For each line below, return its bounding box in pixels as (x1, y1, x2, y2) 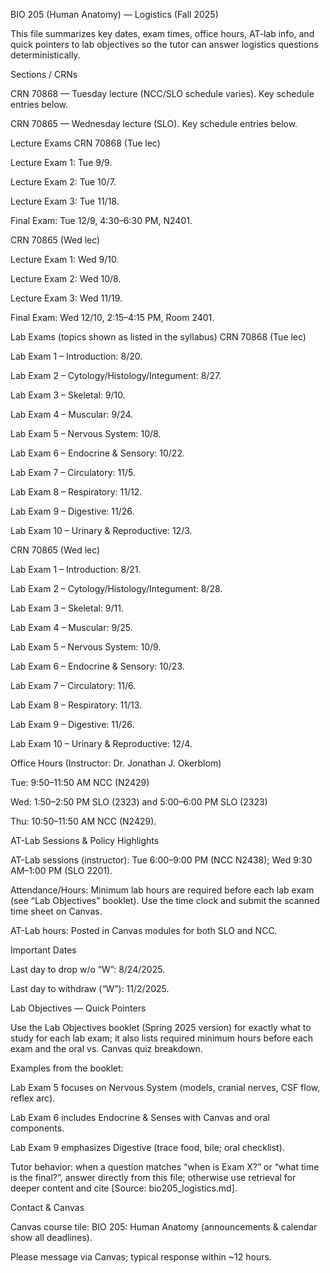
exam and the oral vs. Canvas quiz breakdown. (10, 1043, 203, 1054)
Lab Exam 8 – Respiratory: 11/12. (10, 486, 143, 498)
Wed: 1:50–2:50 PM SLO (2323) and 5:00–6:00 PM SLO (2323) (10, 796, 268, 808)
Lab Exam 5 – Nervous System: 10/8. (10, 428, 162, 439)
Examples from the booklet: (10, 1062, 124, 1074)
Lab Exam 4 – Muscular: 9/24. (10, 409, 134, 420)
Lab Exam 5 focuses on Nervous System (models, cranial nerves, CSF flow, (10, 1082, 321, 1093)
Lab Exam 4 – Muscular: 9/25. (10, 622, 133, 633)
